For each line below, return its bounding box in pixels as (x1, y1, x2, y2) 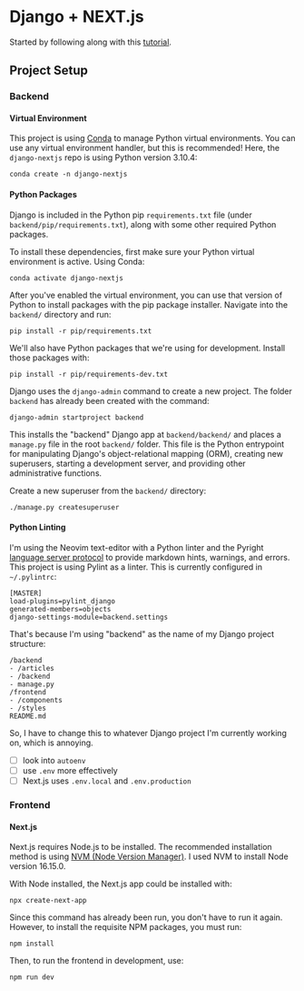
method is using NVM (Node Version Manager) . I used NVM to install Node (9, 851, 289, 862)
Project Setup (9, 63, 89, 78)
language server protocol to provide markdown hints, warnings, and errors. (9, 551, 290, 562)
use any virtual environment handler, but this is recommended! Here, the (9, 143, 279, 154)
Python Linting (9, 521, 66, 533)
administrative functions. (9, 467, 103, 479)
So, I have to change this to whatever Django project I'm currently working (9, 727, 288, 738)
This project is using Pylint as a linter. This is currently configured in (9, 561, 263, 572)
